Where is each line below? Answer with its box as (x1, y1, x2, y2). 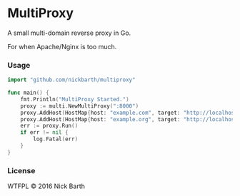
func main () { (7, 89, 50, 97)
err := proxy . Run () (20, 123, 79, 130)
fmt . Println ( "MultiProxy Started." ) (20, 96, 130, 103)
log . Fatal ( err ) (33, 135, 79, 143)
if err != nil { (20, 129, 69, 136)
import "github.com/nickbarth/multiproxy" (7, 76, 136, 83)
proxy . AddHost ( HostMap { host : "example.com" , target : (20, 109, 181, 116)
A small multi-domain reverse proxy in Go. (7, 29, 131, 37)
